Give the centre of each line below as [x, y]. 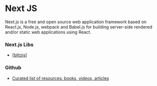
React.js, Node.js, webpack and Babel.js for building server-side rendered [79, 27]
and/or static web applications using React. [48, 32]
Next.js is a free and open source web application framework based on [76, 22]
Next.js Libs [19, 44]
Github [13, 68]
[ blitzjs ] [20, 55]
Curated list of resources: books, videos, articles [60, 78]
